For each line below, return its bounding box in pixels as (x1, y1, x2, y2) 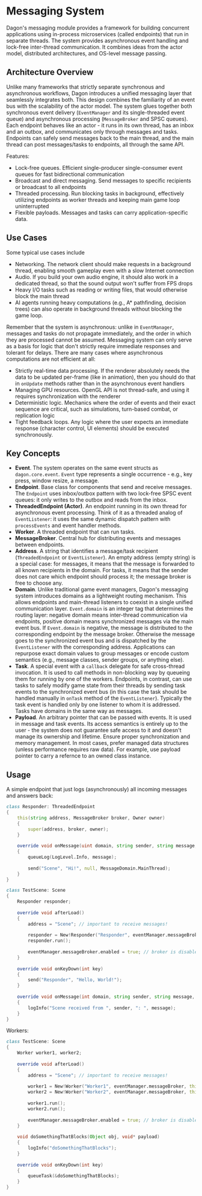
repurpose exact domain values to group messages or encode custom (14, 650, 189, 657)
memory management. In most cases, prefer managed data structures (14, 740, 189, 747)
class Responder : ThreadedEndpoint (6, 804, 96, 810)
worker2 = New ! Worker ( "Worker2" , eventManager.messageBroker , (28, 1089, 187, 1095)
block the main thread (14, 292, 70, 299)
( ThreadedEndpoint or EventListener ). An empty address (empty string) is (14, 554, 196, 561)
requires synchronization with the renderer (14, 393, 121, 400)
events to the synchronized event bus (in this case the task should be (14, 688, 188, 696)
